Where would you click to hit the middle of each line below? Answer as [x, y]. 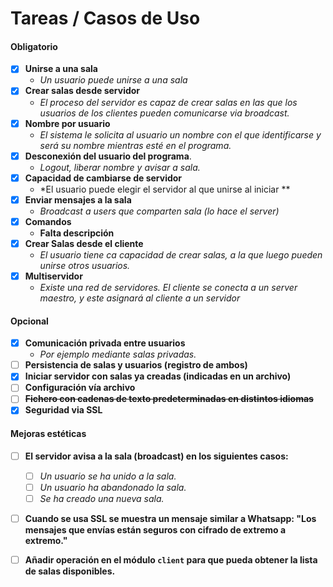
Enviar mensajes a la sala [78, 199]
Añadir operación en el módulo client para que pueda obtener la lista [171, 560]
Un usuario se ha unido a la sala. [108, 476]
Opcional [29, 321]
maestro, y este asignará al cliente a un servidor [140, 298]
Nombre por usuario [67, 123]
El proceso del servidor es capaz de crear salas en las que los [168, 102]
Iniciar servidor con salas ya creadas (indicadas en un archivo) [158, 376]
